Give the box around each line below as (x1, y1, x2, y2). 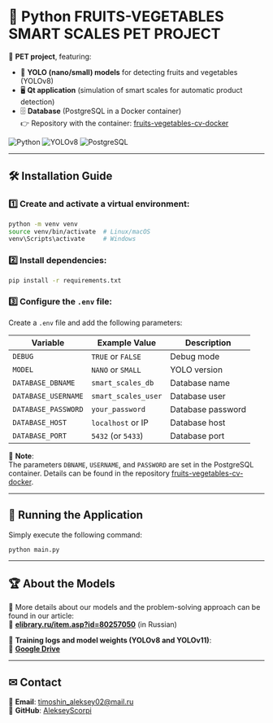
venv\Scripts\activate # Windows (8, 235, 136, 243)
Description (184, 337, 232, 348)
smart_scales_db (91, 378, 154, 388)
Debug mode (170, 350, 220, 361)
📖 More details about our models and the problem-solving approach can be (8, 602, 261, 612)
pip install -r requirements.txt (8, 276, 122, 284)
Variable (31, 337, 65, 348)
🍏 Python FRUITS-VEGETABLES (8, 7, 225, 26)
